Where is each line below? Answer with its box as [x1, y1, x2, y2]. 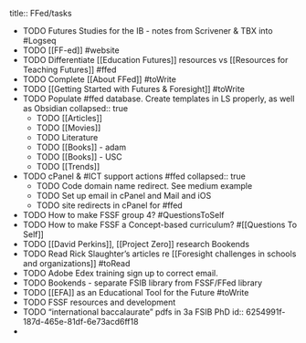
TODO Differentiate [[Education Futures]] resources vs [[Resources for [22, 55, 289, 65]
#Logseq [22, 36, 57, 46]
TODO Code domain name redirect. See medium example [36, 181, 253, 191]
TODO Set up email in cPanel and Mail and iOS [36, 191, 212, 201]
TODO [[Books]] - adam [36, 141, 126, 152]
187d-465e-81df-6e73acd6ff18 [22, 317, 139, 327]
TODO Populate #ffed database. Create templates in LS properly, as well [22, 93, 295, 104]
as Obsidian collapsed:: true [22, 103, 129, 113]
